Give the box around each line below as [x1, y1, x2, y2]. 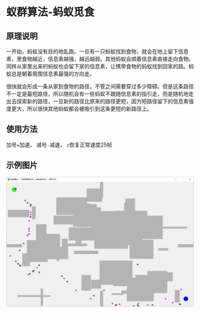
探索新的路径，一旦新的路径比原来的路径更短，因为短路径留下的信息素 [16, 98, 189, 105]
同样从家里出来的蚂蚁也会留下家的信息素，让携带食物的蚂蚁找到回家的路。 [6, 63, 189, 70]
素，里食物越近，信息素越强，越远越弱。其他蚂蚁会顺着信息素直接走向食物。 [6, 55, 194, 62]
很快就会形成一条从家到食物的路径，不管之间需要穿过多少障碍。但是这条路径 [6, 83, 194, 90]
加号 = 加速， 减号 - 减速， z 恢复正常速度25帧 [6, 141, 112, 148]
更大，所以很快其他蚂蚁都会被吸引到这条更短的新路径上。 [11, 105, 152, 112]
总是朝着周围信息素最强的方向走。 [11, 70, 95, 77]
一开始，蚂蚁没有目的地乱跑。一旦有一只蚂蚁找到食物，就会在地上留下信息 [6, 48, 189, 55]
